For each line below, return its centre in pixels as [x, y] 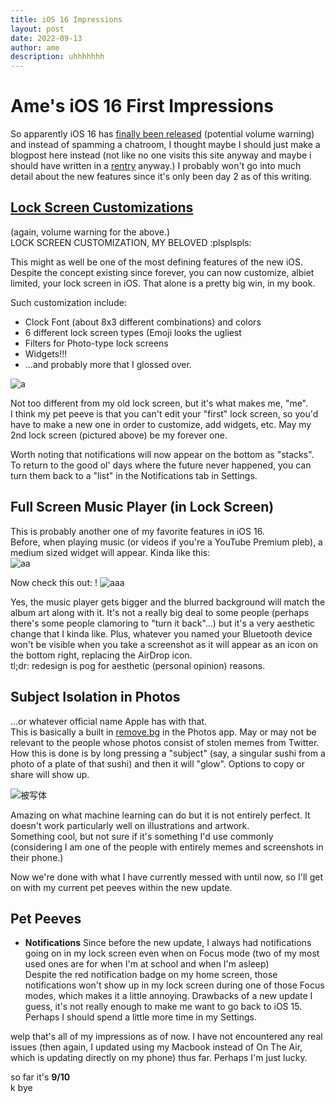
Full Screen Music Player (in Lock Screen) [142, 507]
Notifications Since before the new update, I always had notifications [168, 943]
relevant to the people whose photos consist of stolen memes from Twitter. [165, 742]
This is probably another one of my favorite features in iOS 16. [137, 531]
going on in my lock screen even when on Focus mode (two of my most [172, 953]
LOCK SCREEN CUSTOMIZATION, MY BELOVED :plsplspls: [131, 242]
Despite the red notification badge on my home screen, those [151, 975]
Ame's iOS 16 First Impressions [142, 106]
